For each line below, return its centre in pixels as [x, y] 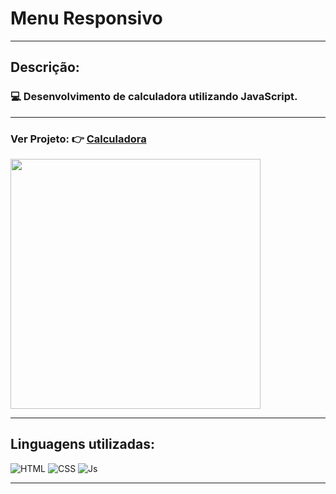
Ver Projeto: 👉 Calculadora [78, 139]
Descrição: [45, 67]
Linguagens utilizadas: [83, 444]
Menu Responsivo [86, 18]
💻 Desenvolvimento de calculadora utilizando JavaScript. [154, 97]
